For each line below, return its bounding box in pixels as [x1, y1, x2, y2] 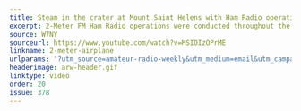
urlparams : [9, 55, 50, 64]
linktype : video [9, 72, 70, 81]
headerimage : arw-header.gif [9, 64, 118, 73]
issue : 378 [9, 88, 50, 97]
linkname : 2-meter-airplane [9, 47, 115, 55]
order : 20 [9, 80, 47, 89]
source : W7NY [9, 30, 58, 38]
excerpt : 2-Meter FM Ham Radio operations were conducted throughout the [9, 21, 291, 30]
